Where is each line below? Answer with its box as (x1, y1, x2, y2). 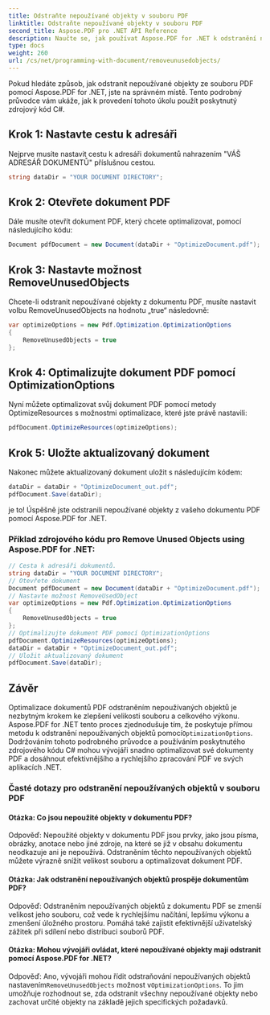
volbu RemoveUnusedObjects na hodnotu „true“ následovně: (8, 306, 210, 315)
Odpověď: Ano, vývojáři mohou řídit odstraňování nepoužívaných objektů (8, 971, 251, 981)
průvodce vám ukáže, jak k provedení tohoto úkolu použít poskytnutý (8, 96, 238, 105)
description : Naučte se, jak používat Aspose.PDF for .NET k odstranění (8, 34, 257, 43)
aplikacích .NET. (8, 762, 62, 772)
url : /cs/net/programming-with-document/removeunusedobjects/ (8, 57, 221, 65)
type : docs (8, 42, 45, 50)
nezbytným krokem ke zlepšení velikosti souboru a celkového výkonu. (8, 711, 239, 721)
